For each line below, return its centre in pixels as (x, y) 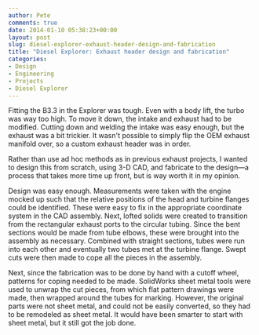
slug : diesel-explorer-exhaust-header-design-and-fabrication (112, 45)
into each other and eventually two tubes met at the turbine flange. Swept (127, 249)
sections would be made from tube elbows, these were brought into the (124, 233)
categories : (27, 60)
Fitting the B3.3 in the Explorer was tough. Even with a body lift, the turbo (126, 111)
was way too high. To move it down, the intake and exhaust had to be (120, 119)
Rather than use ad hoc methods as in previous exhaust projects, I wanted (128, 159)
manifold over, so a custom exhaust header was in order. (100, 144)
